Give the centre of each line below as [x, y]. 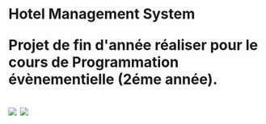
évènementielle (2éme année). [113, 79]
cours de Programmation [94, 62]
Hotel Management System [102, 14]
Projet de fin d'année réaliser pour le [133, 45]
